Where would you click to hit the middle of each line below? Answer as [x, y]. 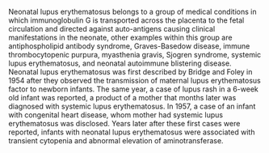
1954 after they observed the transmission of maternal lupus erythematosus [134, 81]
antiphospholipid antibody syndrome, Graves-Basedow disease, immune [129, 46]
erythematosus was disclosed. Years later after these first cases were [124, 123]
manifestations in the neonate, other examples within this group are [120, 37]
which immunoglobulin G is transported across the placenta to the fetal [126, 20]
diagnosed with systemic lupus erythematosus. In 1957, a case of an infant [132, 106]
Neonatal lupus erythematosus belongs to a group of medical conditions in [132, 12]
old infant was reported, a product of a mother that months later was [122, 98]
